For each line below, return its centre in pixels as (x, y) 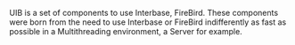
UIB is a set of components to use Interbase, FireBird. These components (144, 13)
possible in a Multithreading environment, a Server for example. (126, 31)
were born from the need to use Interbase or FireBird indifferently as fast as (148, 22)
